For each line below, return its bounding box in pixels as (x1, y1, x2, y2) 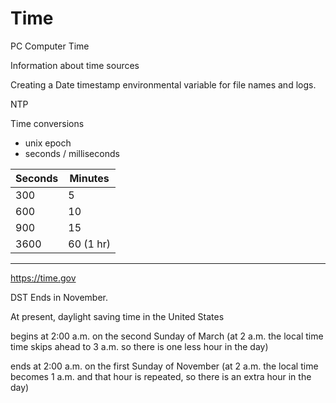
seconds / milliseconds (24, 147, 120, 159)
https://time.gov (10, 272, 77, 284)
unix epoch (24, 137, 72, 149)
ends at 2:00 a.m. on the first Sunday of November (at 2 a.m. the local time (10, 360, 319, 372)
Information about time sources (10, 59, 140, 71)
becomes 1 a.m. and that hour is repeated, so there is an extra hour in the (10, 370, 312, 382)
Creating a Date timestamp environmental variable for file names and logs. (10, 78, 317, 91)
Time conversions (10, 117, 85, 129)
